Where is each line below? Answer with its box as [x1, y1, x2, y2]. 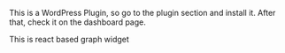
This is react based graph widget [9, 34, 130, 44]
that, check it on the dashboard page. [9, 17, 146, 27]
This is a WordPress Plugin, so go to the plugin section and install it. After [9, 8, 276, 18]
